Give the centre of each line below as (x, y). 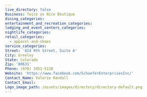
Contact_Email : (20, 82)
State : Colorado (21, 60)
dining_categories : (25, 19)
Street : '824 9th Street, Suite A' (41, 50)
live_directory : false (28, 10)
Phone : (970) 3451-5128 (29, 69)
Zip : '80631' (18, 64)
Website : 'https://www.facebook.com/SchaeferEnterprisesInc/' (69, 73)
